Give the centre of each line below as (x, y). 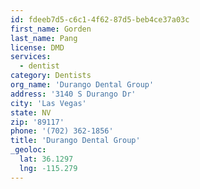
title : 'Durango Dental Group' (75, 141)
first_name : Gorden (51, 29)
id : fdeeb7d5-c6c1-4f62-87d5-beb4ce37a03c (100, 19)
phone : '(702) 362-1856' (62, 131)
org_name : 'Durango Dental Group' (82, 85)
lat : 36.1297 (46, 159)
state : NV (31, 112)
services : (31, 57)
